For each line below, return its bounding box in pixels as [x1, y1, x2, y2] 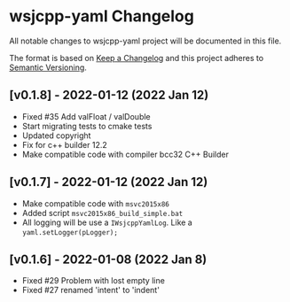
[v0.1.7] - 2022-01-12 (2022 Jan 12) [9, 174, 208, 190]
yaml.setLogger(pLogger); [21, 228, 118, 236]
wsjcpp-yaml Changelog [9, 6, 195, 27]
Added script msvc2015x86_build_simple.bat [21, 207, 184, 218]
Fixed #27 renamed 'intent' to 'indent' [21, 285, 160, 296]
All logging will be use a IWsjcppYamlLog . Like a [21, 217, 192, 228]
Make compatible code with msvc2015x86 [21, 197, 170, 209]
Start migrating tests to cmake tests [21, 120, 153, 131]
